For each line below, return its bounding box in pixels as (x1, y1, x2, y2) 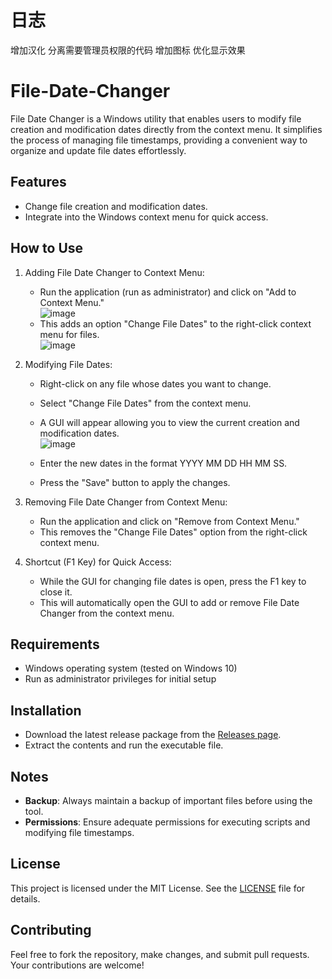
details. (10, 892, 41, 905)
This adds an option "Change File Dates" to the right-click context (39, 317, 312, 330)
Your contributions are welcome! (10, 959, 145, 971)
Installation (10, 702, 82, 719)
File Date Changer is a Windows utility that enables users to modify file (10, 112, 302, 125)
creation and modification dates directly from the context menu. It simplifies (10, 123, 323, 135)
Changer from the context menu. (39, 607, 175, 619)
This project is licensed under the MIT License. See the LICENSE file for (10, 882, 306, 894)
